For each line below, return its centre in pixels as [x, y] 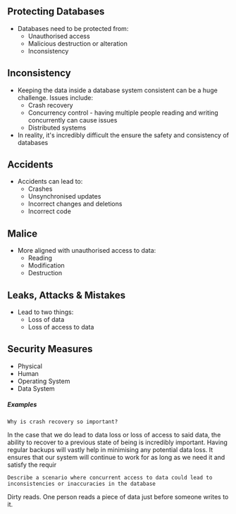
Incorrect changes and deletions [75, 204]
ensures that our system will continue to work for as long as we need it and [116, 457]
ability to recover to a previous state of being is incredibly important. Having [117, 442]
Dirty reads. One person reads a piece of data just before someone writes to [118, 496]
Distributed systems [57, 127]
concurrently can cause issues [73, 120]
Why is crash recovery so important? [63, 422]
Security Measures [50, 349]
